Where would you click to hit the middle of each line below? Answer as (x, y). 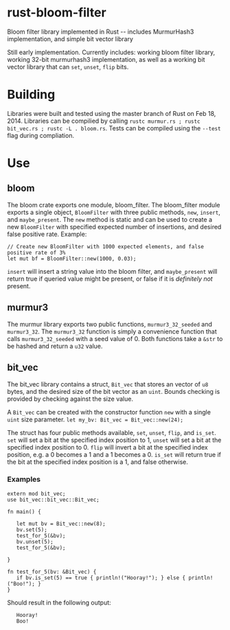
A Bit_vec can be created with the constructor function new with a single (109, 412)
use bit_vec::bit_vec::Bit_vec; (53, 500)
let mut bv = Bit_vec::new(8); (61, 524)
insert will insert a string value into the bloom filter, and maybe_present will (112, 271)
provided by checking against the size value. (70, 399)
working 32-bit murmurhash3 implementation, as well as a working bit (106, 59)
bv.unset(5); (35, 541)
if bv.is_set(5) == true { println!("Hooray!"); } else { (101, 578)
